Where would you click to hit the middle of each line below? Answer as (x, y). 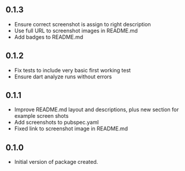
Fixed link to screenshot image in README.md (71, 129)
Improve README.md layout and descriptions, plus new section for (96, 109)
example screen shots (41, 116)
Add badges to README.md (49, 37)
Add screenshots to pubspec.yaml (56, 123)
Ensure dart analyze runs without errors (63, 77)
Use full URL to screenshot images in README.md (76, 30)
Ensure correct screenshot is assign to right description (83, 24)
